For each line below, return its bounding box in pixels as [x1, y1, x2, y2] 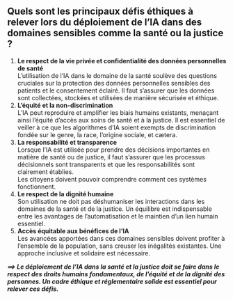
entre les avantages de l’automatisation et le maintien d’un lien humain [17, 212, 218, 220]
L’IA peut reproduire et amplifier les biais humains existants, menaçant [17, 108, 219, 117]
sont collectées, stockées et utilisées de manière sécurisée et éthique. [17, 93, 219, 102]
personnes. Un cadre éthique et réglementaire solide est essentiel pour [7, 277, 218, 285]
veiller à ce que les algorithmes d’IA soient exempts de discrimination [17, 123, 216, 132]
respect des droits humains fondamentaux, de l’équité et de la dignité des [7, 269, 225, 278]
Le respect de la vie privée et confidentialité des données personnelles [17, 56, 227, 65]
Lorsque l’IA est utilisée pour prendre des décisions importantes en [17, 145, 210, 154]
